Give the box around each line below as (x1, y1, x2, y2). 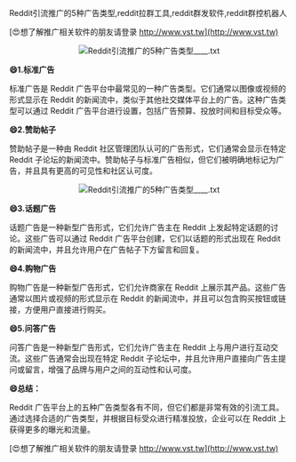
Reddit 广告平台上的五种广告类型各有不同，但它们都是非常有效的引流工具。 (9, 402, 284, 412)
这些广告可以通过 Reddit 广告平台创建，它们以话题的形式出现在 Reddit (24, 234, 281, 243)
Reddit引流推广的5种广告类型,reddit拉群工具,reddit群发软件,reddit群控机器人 (9, 8, 287, 18)
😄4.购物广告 (9, 263, 57, 274)
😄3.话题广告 (9, 203, 57, 213)
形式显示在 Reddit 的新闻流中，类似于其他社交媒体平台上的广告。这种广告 (9, 94, 278, 105)
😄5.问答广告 (9, 323, 56, 333)
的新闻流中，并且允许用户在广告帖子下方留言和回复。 (9, 244, 204, 255)
